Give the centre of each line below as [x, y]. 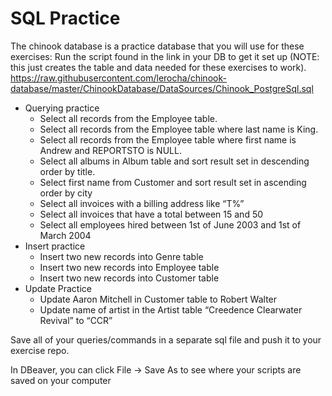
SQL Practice [65, 18]
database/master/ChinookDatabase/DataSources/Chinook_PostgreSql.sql [162, 88]
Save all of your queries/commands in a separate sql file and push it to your [166, 339]
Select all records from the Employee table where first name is [168, 139]
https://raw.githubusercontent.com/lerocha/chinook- [118, 78]
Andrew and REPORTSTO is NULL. [110, 150]
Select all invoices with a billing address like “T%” [142, 203]
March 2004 [65, 235]
